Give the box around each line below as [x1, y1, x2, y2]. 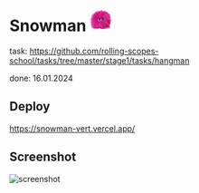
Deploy [9, 99, 51, 114]
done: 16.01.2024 [9, 72, 74, 83]
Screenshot [9, 150, 77, 165]
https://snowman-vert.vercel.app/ [9, 122, 136, 134]
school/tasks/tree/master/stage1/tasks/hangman [9, 54, 190, 66]
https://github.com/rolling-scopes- [29, 45, 159, 56]
